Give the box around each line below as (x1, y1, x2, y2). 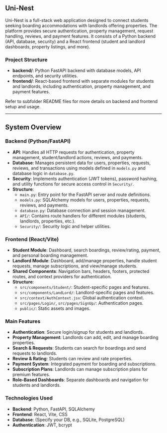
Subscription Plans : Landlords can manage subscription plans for (12, 366, 148, 372)
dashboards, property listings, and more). (5, 43, 90, 49)
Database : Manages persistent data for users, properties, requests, (12, 160, 151, 166)
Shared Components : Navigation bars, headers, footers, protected (12, 268, 150, 274)
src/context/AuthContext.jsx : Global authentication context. (19, 295, 144, 301)
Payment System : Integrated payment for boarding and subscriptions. (12, 361, 157, 367)
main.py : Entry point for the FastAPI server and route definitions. (19, 192, 151, 198)
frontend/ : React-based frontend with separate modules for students (12, 78, 154, 84)
